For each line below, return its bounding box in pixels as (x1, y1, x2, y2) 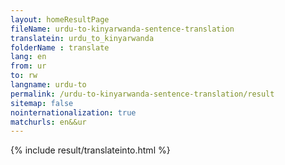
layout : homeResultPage (10, 14, 110, 25)
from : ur (10, 61, 47, 71)
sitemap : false (10, 98, 74, 108)
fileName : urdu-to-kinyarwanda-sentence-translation (10, 24, 235, 34)
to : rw (10, 71, 38, 81)
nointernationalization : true (10, 107, 137, 118)
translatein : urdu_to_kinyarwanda (10, 33, 155, 43)
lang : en (10, 52, 47, 62)
